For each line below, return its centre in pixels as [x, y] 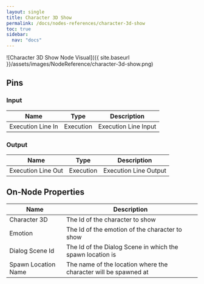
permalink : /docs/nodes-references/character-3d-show [76, 23]
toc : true [19, 29]
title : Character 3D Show [39, 18]
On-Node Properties [46, 192]
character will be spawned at [107, 272]
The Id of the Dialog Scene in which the [122, 247]
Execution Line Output [135, 170]
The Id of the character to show [111, 220]
